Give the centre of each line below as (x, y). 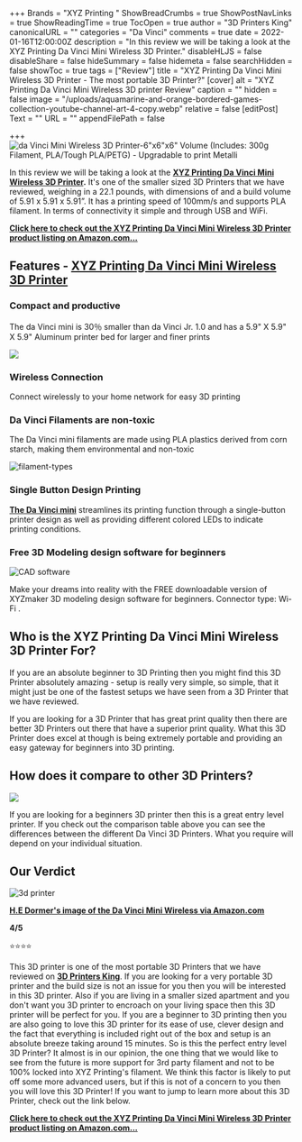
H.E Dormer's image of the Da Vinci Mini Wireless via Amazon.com (137, 910)
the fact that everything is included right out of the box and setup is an (140, 1034)
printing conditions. (46, 529)
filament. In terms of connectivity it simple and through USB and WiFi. (139, 210)
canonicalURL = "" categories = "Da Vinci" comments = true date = (134, 32)
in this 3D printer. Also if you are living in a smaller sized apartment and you (150, 996)
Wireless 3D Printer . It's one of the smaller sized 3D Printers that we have (147, 182)
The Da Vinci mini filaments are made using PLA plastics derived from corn (148, 440)
